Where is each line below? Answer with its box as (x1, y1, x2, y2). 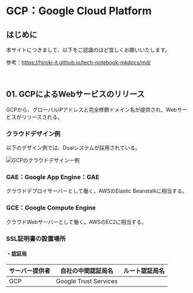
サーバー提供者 (9, 266, 51, 275)
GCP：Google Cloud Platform (6, 4, 152, 18)
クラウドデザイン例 (6, 129, 61, 138)
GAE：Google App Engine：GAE (6, 173, 99, 181)
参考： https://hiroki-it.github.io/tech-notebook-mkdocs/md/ (6, 59, 151, 66)
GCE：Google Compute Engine (6, 204, 96, 212)
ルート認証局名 (123, 266, 165, 275)
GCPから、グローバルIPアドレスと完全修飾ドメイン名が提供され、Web (6, 106, 178, 113)
